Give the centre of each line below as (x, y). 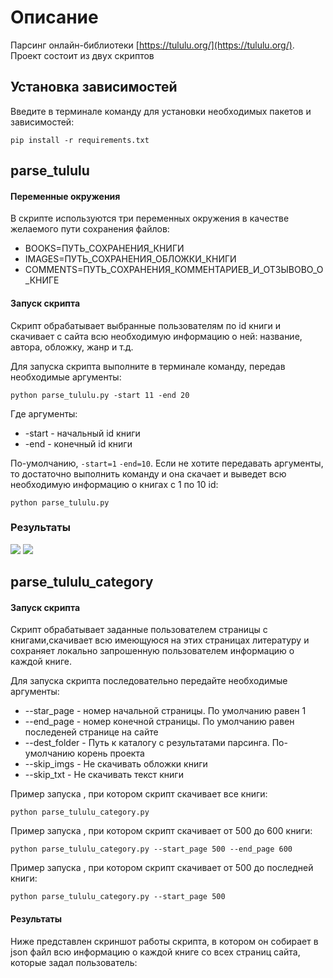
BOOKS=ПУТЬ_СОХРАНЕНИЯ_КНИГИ (104, 248)
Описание (54, 17)
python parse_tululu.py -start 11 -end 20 (100, 395)
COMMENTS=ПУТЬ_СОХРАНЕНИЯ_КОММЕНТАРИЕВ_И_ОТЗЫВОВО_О (174, 270)
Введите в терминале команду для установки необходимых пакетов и (161, 111)
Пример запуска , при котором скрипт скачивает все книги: (139, 794)
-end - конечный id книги (78, 443)
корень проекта (111, 753)
